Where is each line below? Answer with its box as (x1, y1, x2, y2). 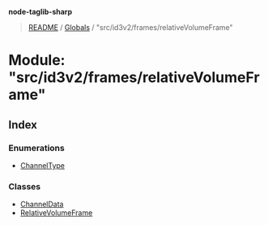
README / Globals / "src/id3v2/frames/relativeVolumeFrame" (28, 23, 233, 32)
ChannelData (19, 199, 64, 210)
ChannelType (19, 160, 66, 170)
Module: (8, 51, 66, 70)
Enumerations (8, 142, 65, 154)
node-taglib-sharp (8, 7, 73, 16)
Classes (8, 180, 41, 192)
